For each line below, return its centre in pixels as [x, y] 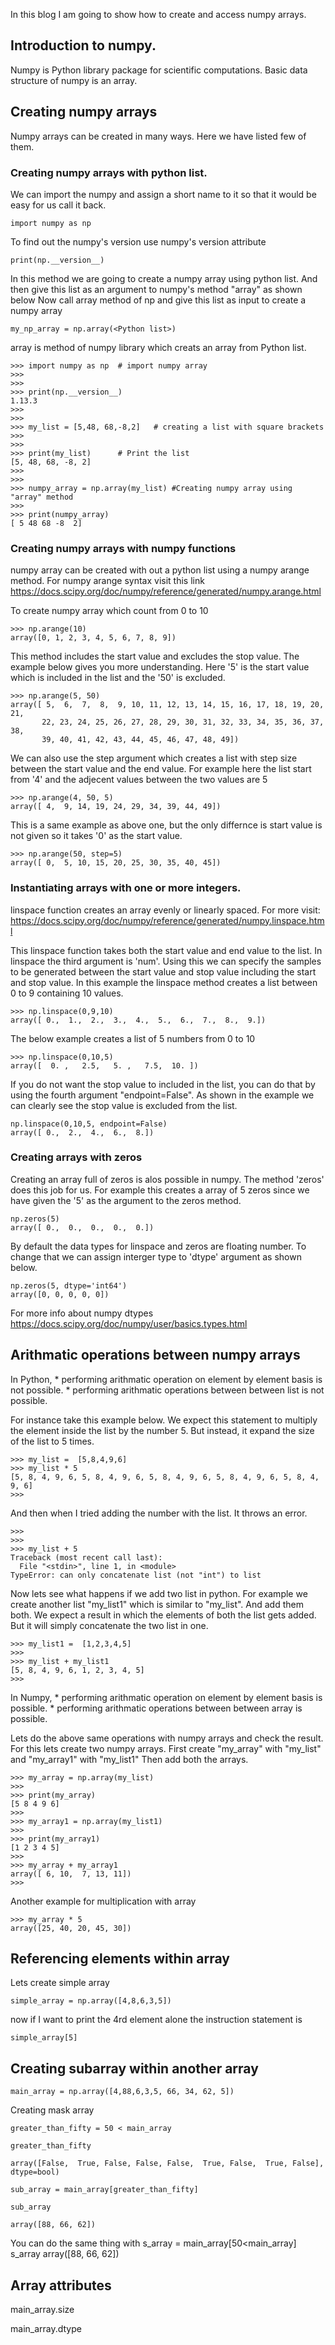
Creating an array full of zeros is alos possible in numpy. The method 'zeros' [167, 1179]
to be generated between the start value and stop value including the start [163, 971]
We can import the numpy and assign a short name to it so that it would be [163, 194]
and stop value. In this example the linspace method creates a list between [164, 982]
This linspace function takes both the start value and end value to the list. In [166, 950]
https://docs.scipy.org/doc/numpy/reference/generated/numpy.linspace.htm [167, 920]
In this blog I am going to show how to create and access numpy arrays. [158, 14]
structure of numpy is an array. [74, 80]
